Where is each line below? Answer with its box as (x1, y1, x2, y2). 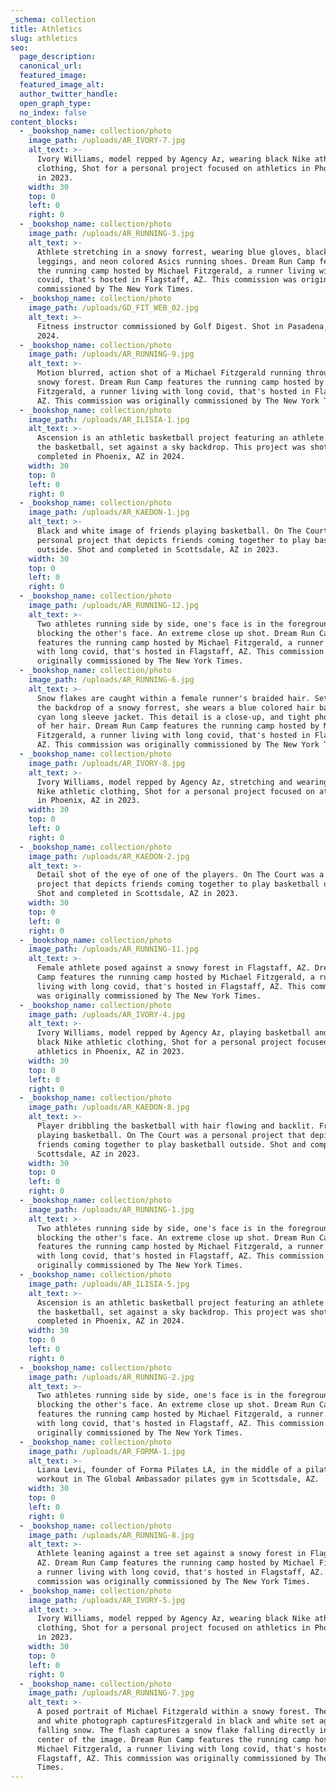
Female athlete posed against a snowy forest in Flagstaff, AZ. (36, 963, 311, 973)
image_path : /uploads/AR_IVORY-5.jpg (28, 1595, 186, 1605)
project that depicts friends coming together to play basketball (36, 879, 320, 890)
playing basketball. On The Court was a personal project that (36, 1130, 307, 1140)
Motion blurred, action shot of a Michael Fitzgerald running (36, 368, 302, 378)
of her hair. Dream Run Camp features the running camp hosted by (36, 721, 320, 731)
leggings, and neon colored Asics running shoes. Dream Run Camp (36, 256, 315, 266)
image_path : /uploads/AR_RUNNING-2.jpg (28, 1372, 195, 1382)
